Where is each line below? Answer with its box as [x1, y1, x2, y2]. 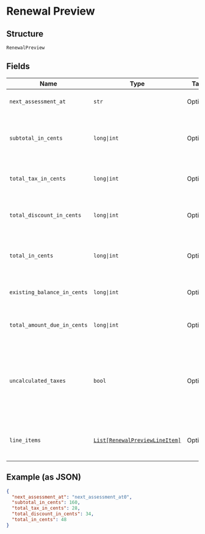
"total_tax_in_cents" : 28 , [12, 505, 81, 511]
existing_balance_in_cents [9, 289, 88, 295]
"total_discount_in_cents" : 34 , [12, 511, 95, 517]
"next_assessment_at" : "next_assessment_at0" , [12, 494, 132, 500]
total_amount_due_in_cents [9, 322, 88, 328]
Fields [6, 61, 31, 71]
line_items [9, 436, 41, 444]
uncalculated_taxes [9, 377, 66, 384]
